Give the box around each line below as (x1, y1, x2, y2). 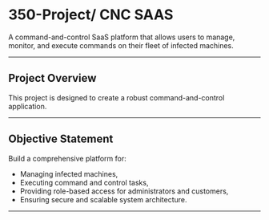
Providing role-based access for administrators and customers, (19, 186, 229, 196)
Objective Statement (8, 132, 114, 146)
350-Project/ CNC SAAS (8, 6, 174, 24)
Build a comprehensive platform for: (8, 153, 126, 163)
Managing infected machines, (19, 169, 118, 178)
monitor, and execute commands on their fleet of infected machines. (8, 40, 234, 50)
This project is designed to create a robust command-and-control (8, 92, 225, 102)
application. (8, 101, 47, 111)
